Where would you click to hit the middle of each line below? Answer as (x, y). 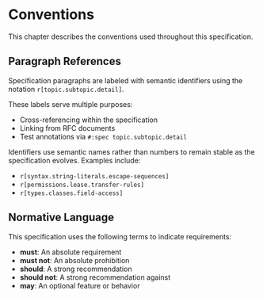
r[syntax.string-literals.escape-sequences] (94, 176)
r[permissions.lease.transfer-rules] (82, 185)
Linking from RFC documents (67, 128)
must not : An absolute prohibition (74, 260)
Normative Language (61, 218)
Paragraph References (65, 61)
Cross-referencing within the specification (89, 120)
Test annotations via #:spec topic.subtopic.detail (103, 136)
